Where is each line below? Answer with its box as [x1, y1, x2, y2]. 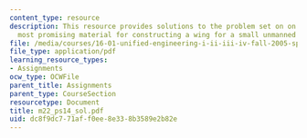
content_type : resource [9, 13, 101, 23]
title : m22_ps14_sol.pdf [9, 106, 104, 115]
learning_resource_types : [9, 55, 108, 64]
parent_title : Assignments [9, 81, 112, 90]
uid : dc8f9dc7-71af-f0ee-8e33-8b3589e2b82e [9, 114, 178, 123]
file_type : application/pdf [9, 47, 117, 56]
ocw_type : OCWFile [9, 73, 79, 82]
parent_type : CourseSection [9, 89, 117, 98]
